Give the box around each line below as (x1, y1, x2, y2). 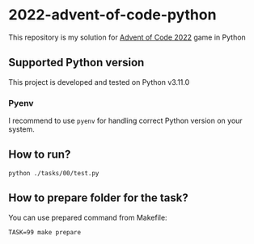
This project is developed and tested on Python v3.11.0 (8, 77, 190, 86)
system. (8, 124, 35, 134)
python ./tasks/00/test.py (8, 169, 99, 177)
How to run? (8, 148, 71, 162)
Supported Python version (8, 56, 145, 69)
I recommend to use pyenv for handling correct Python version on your (8, 116, 243, 126)
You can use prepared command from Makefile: (8, 212, 167, 222)
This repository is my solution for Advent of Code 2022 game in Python (8, 32, 247, 42)
